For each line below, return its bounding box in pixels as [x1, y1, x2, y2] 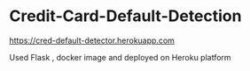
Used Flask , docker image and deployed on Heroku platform [9, 52, 232, 62]
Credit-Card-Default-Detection [9, 6, 242, 26]
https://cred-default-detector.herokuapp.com [9, 35, 176, 46]
